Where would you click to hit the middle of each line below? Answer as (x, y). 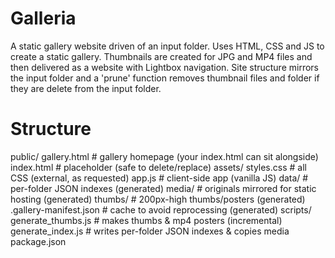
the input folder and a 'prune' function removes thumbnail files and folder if (165, 78)
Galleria (43, 18)
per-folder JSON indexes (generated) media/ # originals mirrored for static (163, 188)
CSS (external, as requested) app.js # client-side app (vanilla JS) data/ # (159, 178)
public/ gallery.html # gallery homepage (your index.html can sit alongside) (164, 156)
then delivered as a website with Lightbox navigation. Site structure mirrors (164, 67)
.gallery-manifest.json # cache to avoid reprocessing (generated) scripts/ (161, 209)
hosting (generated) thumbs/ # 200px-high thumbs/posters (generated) (158, 199)
